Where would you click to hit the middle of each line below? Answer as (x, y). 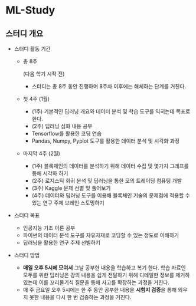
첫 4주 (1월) (36, 99)
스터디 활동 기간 (32, 49)
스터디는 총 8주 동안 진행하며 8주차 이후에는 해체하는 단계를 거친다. (109, 86)
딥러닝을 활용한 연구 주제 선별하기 (62, 243)
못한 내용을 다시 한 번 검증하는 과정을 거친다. (80, 297)
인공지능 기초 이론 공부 (49, 228)
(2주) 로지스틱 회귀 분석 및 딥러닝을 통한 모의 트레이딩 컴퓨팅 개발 (107, 181)
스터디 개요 (24, 33)
